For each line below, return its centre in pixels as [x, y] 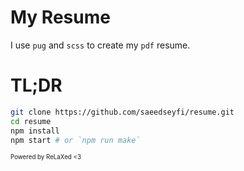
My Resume [60, 17]
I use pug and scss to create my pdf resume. [100, 45]
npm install [35, 131]
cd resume [31, 121]
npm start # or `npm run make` [75, 140]
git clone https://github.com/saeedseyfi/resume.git [122, 112]
